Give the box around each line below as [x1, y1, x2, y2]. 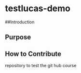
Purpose [5, 33, 31, 41]
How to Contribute [5, 50, 62, 58]
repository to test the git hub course [5, 63, 77, 69]
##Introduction [5, 19, 35, 25]
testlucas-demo [5, 3, 71, 14]
